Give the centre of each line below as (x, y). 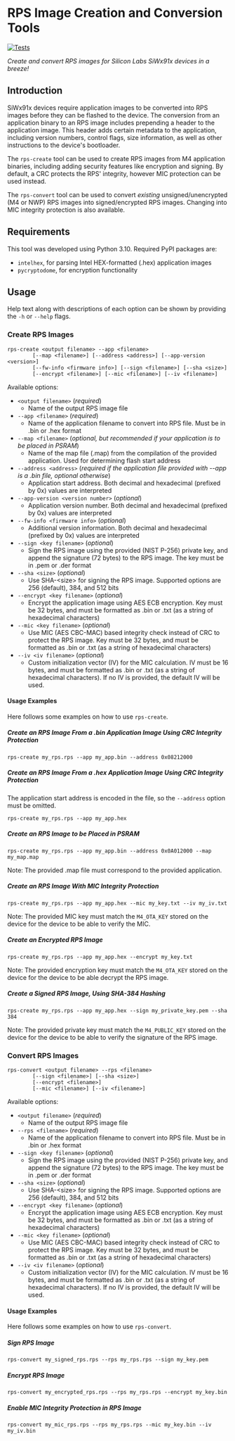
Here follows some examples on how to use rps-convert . (89, 1327)
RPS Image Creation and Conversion (115, 13)
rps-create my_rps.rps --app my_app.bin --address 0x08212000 (100, 757)
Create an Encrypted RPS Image (55, 940)
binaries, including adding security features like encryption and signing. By (115, 166)
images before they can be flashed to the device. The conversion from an (113, 115)
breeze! (18, 68)
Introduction (35, 90)
